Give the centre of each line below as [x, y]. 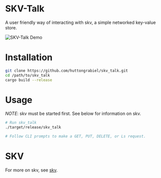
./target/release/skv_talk [33, 127]
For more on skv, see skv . [32, 170]
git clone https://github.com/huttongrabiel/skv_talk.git [67, 71]
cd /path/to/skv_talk [28, 75]
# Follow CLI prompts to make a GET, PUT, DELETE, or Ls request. [76, 136]
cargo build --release [29, 80]
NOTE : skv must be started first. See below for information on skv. [73, 114]
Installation [29, 57]
